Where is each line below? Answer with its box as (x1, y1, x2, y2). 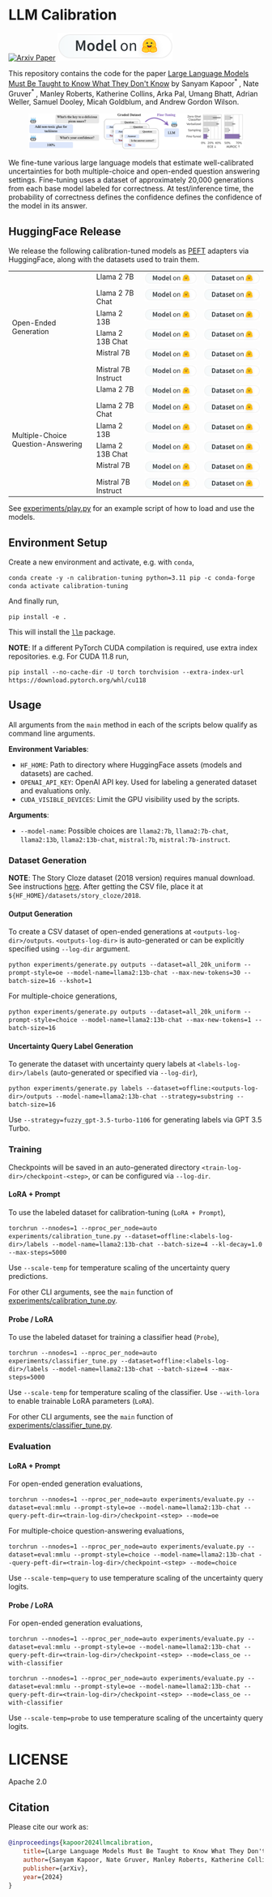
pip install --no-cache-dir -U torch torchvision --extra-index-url (8, 667, 244, 676)
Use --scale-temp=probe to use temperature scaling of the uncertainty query (8, 1713, 263, 1723)
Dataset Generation (8, 854, 87, 865)
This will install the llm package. (8, 627, 116, 637)
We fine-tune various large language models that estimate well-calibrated (8, 158, 254, 168)
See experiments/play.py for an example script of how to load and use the (8, 504, 255, 513)
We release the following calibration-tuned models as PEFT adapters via (8, 246, 249, 256)
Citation (8, 1800, 50, 1814)
